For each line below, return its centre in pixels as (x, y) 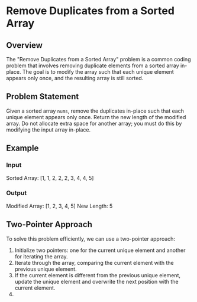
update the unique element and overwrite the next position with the (96, 281)
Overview (25, 45)
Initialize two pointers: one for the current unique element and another (100, 250)
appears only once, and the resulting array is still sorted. (75, 78)
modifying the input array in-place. (49, 129)
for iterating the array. (41, 256)
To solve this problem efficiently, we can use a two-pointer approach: (91, 239)
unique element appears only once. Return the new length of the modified (96, 117)
